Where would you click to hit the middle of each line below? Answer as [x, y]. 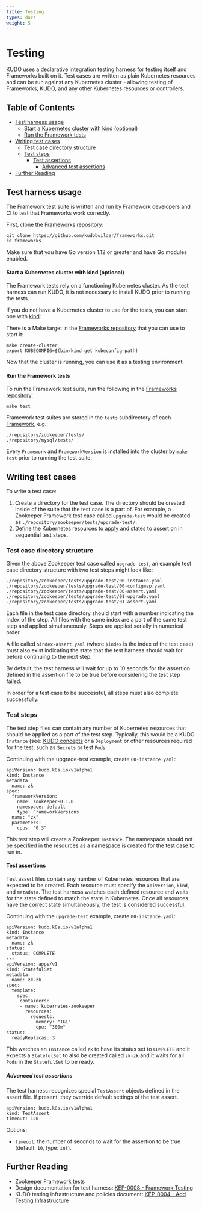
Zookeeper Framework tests [50, 1181]
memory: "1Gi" [53, 1022]
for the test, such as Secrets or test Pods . [57, 747]
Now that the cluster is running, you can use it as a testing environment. [95, 362]
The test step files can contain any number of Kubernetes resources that [96, 728]
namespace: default [41, 807]
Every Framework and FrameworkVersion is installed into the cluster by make [97, 451]
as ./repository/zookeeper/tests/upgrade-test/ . [76, 522]
